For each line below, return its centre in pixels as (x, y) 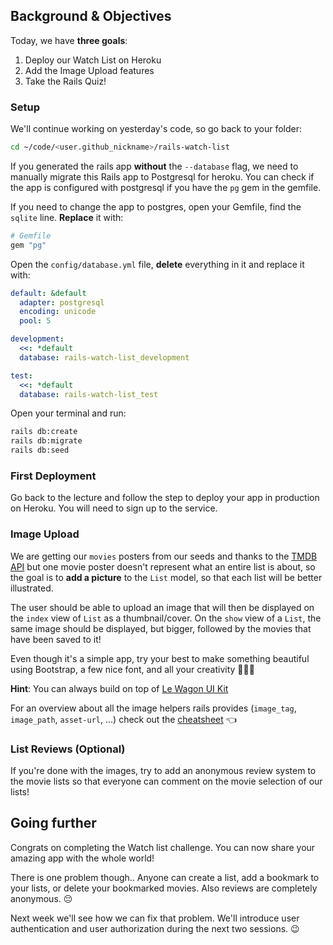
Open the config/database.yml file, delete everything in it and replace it (157, 264)
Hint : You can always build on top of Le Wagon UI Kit (119, 688)
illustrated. (32, 588)
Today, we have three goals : (69, 40)
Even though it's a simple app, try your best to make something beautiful (160, 658)
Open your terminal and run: (68, 413)
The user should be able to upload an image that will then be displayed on (162, 607)
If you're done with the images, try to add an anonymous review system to (163, 770)
